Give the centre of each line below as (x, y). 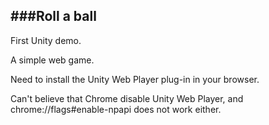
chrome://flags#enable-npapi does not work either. (116, 109)
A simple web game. (52, 60)
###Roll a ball (53, 16)
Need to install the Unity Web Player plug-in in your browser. (135, 79)
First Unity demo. (46, 40)
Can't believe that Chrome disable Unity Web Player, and (127, 98)
